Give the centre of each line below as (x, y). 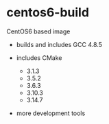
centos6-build (48, 13)
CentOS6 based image (38, 31)
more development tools (51, 113)
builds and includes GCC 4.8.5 (59, 44)
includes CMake (39, 58)
